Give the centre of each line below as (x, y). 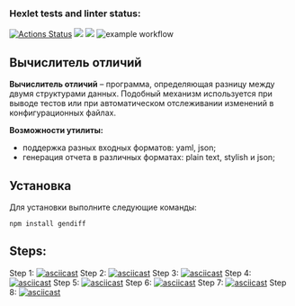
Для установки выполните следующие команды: (103, 207)
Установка (40, 186)
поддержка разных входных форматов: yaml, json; (119, 148)
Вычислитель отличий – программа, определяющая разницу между (142, 85)
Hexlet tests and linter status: (75, 13)
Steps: (28, 252)
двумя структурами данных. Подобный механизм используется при (141, 94)
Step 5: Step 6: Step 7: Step (170, 283)
